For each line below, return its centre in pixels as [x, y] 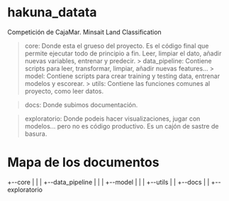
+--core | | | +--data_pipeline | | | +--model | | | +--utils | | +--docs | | [108, 182]
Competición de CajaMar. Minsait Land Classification [84, 32]
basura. [36, 134]
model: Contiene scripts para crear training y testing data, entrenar [122, 76]
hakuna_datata [52, 12]
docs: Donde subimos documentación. [81, 104]
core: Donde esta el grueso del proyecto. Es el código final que [117, 45]
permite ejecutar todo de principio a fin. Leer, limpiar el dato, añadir [123, 53]
